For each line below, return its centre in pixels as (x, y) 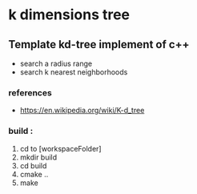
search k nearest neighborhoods (74, 72)
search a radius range (56, 63)
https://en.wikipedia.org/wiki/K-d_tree (82, 111)
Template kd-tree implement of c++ (99, 44)
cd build (33, 165)
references (30, 92)
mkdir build (38, 157)
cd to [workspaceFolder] (60, 148)
